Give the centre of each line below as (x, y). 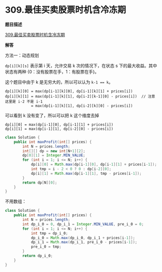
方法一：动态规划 (22, 55)
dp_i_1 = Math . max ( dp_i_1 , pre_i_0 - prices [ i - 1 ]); (84, 242)
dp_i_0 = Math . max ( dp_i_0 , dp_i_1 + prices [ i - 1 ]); (83, 238)
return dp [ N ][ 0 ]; (40, 183)
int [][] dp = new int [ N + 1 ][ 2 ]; (54, 151)
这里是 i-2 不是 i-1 (24, 102)
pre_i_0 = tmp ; (46, 247)
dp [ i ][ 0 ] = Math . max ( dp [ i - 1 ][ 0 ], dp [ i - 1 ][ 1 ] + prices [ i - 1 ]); (94, 165)
